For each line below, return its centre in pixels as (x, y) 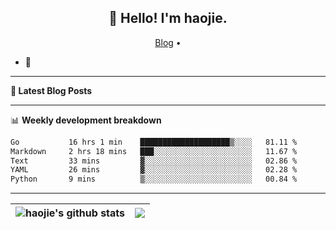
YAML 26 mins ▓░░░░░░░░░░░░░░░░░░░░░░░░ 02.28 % (154, 170)
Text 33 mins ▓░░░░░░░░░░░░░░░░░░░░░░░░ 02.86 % (154, 161)
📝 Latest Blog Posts (51, 90)
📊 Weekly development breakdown (86, 120)
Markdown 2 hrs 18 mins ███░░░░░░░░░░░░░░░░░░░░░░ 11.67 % (154, 151)
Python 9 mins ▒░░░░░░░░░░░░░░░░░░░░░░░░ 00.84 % (154, 179)
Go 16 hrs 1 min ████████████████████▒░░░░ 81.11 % (154, 142)
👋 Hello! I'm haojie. (168, 18)
